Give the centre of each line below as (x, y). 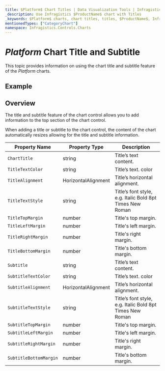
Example (19, 86)
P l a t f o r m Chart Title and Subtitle (73, 52)
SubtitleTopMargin (29, 325)
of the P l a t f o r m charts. (28, 71)
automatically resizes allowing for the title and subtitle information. (72, 135)
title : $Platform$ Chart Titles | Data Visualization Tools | (70, 10)
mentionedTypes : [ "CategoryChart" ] (41, 23)
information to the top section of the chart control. (56, 120)
